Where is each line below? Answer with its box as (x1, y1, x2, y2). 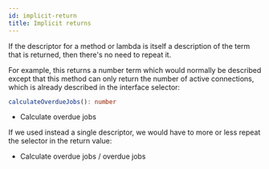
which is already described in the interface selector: (8, 82, 181, 92)
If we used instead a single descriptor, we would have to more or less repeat (8, 127, 261, 137)
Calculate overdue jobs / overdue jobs (19, 151, 146, 161)
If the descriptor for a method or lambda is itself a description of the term (8, 41, 251, 50)
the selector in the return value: (8, 136, 112, 146)
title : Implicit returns (8, 19, 92, 27)
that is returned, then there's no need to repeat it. (8, 50, 172, 59)
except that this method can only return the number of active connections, (8, 74, 255, 83)
